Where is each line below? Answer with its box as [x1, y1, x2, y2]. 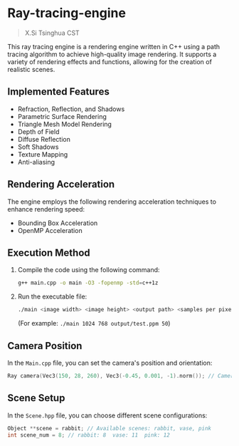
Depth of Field [17, 127, 60, 136]
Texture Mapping [17, 150, 68, 158]
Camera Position [7, 340, 83, 352]
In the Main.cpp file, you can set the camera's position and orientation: [7, 358, 213, 367]
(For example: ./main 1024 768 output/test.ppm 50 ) [17, 319, 171, 328]
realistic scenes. [7, 65, 55, 73]
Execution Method [7, 247, 90, 259]
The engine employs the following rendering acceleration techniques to [7, 197, 217, 206]
